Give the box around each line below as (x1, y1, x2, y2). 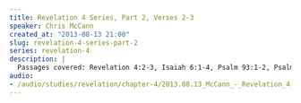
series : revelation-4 (9, 47, 90, 56)
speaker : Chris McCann (9, 21, 94, 30)
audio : (9, 72, 34, 81)
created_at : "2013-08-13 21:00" (9, 30, 130, 39)
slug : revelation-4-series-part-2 (9, 38, 139, 47)
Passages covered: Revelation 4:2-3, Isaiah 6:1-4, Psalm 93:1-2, (17, 64, 271, 73)
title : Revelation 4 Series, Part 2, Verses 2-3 (9, 13, 194, 22)
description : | (9, 55, 66, 64)
